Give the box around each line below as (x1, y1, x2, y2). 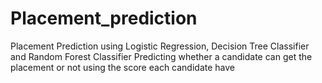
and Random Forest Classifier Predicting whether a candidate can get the (10, 50, 313, 62)
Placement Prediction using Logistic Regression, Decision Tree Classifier (10, 40, 310, 52)
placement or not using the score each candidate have (10, 61, 235, 73)
